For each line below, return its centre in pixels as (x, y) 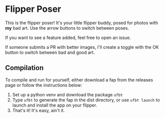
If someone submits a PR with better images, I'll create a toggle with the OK (82, 47)
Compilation (24, 68)
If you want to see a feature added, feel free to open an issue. (68, 38)
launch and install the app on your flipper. (55, 105)
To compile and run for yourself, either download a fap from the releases (79, 79)
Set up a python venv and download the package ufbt (67, 94)
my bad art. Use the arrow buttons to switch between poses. (67, 28)
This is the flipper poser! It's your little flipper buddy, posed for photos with (82, 23)
